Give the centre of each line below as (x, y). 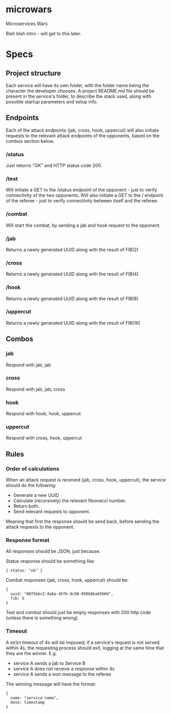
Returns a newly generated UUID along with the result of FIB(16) (73, 323)
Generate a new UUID (36, 495)
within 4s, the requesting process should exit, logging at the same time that (85, 648)
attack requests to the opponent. (40, 527)
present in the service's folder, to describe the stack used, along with (79, 96)
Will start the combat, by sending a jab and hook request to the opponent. (83, 225)
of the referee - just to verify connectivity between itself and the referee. (82, 201)
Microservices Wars (27, 24)
